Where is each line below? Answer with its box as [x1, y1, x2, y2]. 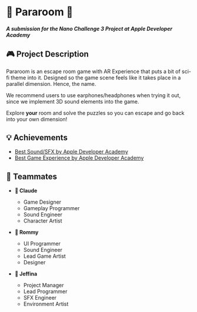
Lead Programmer [23, 288, 68, 295]
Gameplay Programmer [23, 205, 80, 212]
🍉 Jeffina [14, 270, 38, 277]
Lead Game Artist [23, 253, 66, 260]
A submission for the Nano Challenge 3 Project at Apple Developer [6, 25, 172, 32]
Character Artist [23, 217, 62, 224]
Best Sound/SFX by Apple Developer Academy [14, 148, 128, 155]
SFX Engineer [23, 294, 57, 301]
